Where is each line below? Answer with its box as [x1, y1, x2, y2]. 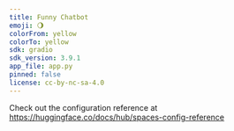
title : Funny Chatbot [9, 12, 89, 22]
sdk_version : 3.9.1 [9, 54, 81, 62]
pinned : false [9, 70, 62, 79]
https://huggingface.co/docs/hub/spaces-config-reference [9, 112, 225, 122]
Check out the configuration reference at [9, 102, 158, 113]
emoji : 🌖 [9, 21, 44, 30]
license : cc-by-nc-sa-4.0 [9, 78, 104, 87]
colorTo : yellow [9, 37, 69, 47]
